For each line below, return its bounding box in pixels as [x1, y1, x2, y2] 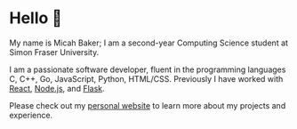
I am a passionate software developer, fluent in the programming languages [9, 64, 286, 75]
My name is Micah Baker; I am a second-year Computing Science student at [9, 37, 289, 48]
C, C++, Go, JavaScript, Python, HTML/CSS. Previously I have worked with [9, 73, 284, 84]
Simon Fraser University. [9, 46, 100, 57]
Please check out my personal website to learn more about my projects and [9, 100, 286, 110]
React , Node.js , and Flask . [9, 83, 105, 93]
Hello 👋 [9, 8, 62, 28]
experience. [9, 109, 53, 120]
